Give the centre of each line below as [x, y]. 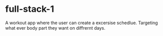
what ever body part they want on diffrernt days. [55, 28]
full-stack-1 [30, 9]
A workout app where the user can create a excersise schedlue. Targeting [81, 23]
